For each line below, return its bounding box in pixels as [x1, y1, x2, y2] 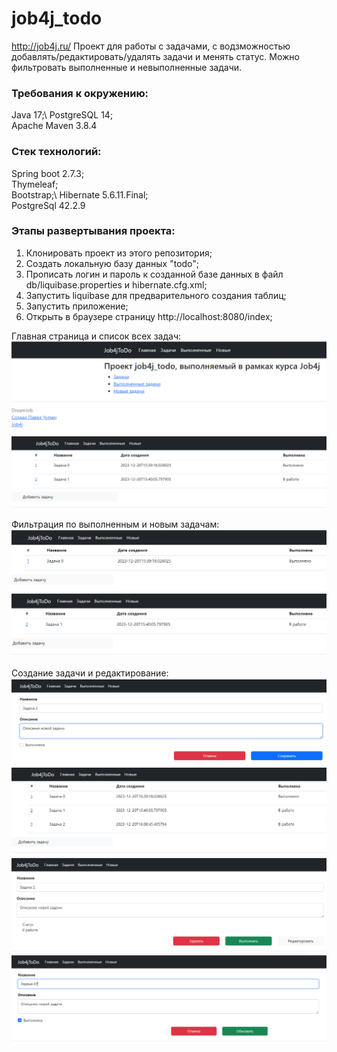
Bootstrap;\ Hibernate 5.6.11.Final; [11, 188, 149, 201]
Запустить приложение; [25, 300, 129, 312]
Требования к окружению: [11, 86, 149, 100]
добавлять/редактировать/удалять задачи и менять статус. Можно [11, 50, 300, 62]
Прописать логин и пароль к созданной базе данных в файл [25, 268, 284, 280]
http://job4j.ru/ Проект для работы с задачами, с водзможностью [11, 40, 291, 52]
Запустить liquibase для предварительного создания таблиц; [25, 289, 287, 301]
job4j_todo [11, 7, 103, 30]
